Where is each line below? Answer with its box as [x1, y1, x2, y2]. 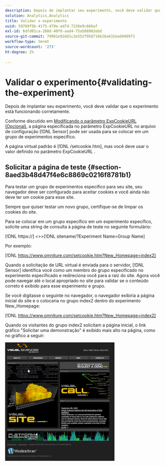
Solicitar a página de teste [5, 163, 87, 171]
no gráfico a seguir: [5, 333, 45, 339]
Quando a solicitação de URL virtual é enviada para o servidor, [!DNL [5, 262, 144, 268]
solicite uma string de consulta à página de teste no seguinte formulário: [5, 224, 151, 230]
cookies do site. [5, 209, 37, 215]
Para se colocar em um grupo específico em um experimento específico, [5, 218, 153, 224]
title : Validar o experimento [5, 18, 67, 23]
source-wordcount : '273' [5, 44, 56, 49]
